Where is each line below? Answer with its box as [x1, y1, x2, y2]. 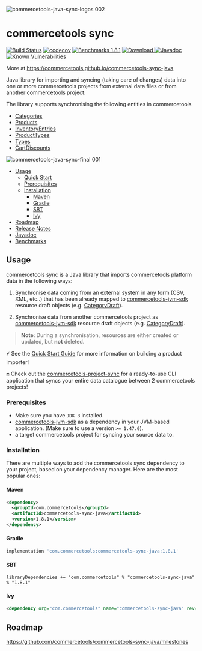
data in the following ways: [6, 277, 73, 285]
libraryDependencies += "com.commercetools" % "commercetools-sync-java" [6, 574, 195, 581]
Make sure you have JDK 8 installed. [14, 412, 104, 419]
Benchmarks [14, 237, 47, 244]
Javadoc [14, 231, 37, 238]
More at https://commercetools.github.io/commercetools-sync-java [6, 64, 174, 71]
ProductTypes [14, 131, 50, 138]
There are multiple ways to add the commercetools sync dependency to [6, 459, 185, 467]
